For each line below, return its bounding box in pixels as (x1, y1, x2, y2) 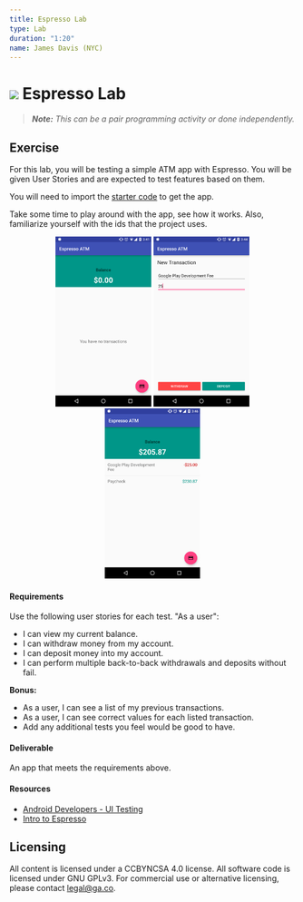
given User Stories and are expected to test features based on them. (9, 173, 266, 184)
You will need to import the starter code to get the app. (9, 191, 215, 201)
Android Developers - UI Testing (22, 803, 143, 814)
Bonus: (9, 685, 37, 696)
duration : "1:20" (9, 34, 75, 43)
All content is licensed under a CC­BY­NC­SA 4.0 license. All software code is (9, 863, 290, 875)
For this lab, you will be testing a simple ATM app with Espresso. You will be (9, 164, 292, 174)
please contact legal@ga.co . (9, 883, 116, 894)
